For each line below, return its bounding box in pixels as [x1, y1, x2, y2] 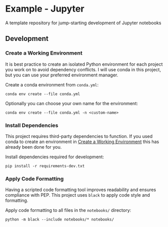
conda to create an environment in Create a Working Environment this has [5, 139, 159, 145]
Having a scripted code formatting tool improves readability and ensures [5, 187, 156, 193]
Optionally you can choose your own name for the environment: [5, 100, 138, 106]
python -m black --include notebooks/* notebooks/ [5, 217, 114, 222]
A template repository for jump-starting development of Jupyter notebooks [5, 20, 161, 26]
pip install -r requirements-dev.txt [5, 163, 85, 168]
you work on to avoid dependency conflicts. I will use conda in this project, [5, 66, 161, 72]
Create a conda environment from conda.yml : [5, 81, 99, 87]
